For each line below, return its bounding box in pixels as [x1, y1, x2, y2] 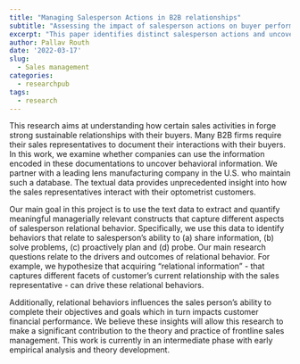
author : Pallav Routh [9, 37, 90, 47]
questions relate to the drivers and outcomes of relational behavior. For [9, 252, 271, 262]
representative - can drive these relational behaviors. [9, 280, 204, 291]
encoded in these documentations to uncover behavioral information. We [9, 158, 279, 170]
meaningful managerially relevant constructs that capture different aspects [9, 213, 285, 224]
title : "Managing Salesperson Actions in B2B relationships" [9, 12, 242, 22]
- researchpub [17, 79, 70, 88]
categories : [9, 71, 54, 80]
